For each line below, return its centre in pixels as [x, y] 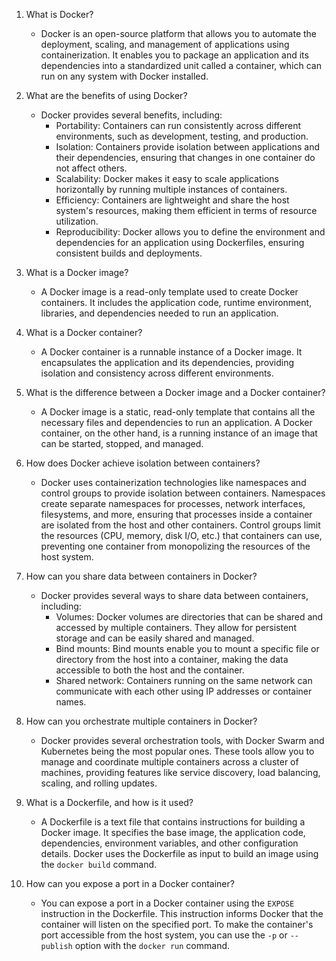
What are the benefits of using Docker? [106, 95]
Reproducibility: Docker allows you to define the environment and [190, 232]
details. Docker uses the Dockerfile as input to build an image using [179, 853]
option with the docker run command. [152, 945]
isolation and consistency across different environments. [157, 373]
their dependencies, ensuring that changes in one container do [185, 157]
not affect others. [91, 168]
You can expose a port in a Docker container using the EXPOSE [167, 903]
